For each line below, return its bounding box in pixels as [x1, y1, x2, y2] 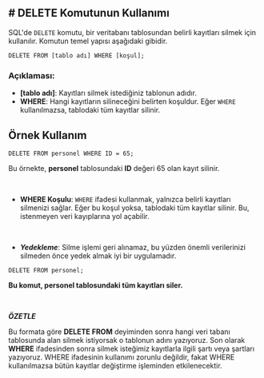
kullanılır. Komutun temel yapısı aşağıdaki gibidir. [8, 36, 168, 46]
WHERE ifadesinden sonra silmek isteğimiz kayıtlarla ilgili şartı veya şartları [8, 344, 254, 353]
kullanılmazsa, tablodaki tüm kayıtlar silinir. [19, 105, 161, 115]
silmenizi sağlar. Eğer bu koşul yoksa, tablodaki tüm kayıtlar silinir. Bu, [19, 203, 250, 213]
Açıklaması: [8, 70, 55, 81]
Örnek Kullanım [8, 128, 87, 142]
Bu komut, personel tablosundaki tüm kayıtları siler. [8, 280, 183, 290]
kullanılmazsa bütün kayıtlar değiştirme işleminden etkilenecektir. [8, 360, 222, 370]
